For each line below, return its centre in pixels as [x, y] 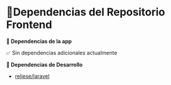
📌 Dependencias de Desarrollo [44, 64]
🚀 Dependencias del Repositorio [86, 12]
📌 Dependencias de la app [39, 41]
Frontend [29, 25]
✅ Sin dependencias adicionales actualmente [62, 52]
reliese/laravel [32, 76]
